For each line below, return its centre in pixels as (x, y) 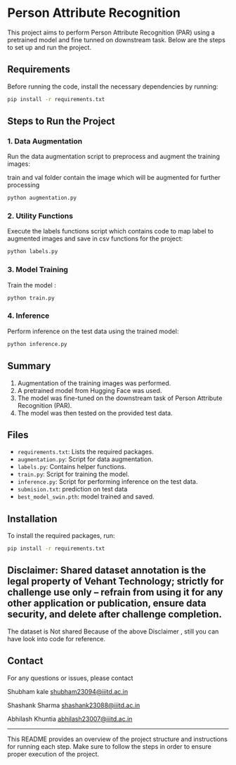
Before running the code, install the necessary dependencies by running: (113, 86)
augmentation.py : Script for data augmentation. (85, 459)
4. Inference (28, 316)
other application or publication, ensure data (107, 604)
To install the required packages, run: (61, 536)
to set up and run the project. (50, 47)
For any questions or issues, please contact (70, 678)
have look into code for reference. (57, 638)
